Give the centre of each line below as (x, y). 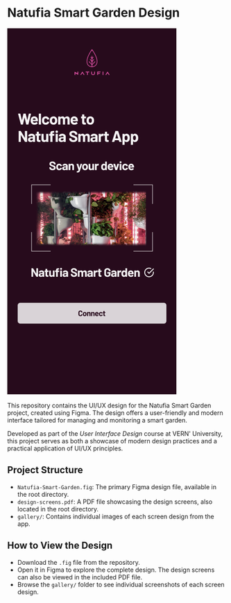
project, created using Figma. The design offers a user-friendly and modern (115, 413)
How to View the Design (60, 546)
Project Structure (45, 470)
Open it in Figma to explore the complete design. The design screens (116, 570)
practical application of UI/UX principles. (65, 448)
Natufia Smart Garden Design (94, 13)
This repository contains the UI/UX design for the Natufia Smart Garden (109, 405)
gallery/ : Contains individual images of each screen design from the (115, 516)
